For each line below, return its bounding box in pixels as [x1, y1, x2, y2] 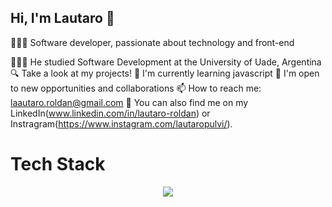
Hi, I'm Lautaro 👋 [10, 10, 115, 27]
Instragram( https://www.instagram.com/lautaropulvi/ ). [10, 117, 233, 130]
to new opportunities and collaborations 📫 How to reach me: [10, 82, 262, 94]
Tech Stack [10, 153, 106, 175]
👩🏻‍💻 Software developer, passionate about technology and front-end [10, 36, 295, 48]
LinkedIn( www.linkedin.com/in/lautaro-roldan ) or [10, 107, 211, 119]
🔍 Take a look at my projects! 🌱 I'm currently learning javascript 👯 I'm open [10, 67, 320, 79]
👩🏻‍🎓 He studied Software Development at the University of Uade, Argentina [10, 56, 322, 68]
